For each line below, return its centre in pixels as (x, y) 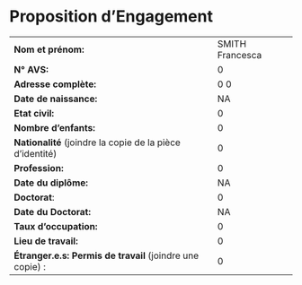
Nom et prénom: (49, 49)
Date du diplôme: (51, 183)
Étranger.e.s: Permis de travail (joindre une (107, 255)
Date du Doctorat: (53, 212)
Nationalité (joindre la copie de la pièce (98, 142)
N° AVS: (31, 69)
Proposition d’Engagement (111, 17)
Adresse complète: (55, 84)
